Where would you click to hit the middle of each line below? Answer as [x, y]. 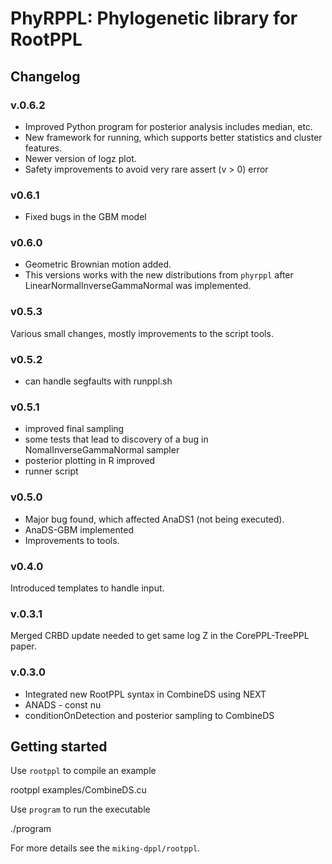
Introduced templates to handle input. [87, 588]
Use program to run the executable [80, 809]
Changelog [45, 76]
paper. [23, 646]
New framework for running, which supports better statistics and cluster [173, 137]
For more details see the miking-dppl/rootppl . [105, 848]
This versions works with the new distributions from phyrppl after [159, 275]
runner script [51, 471]
